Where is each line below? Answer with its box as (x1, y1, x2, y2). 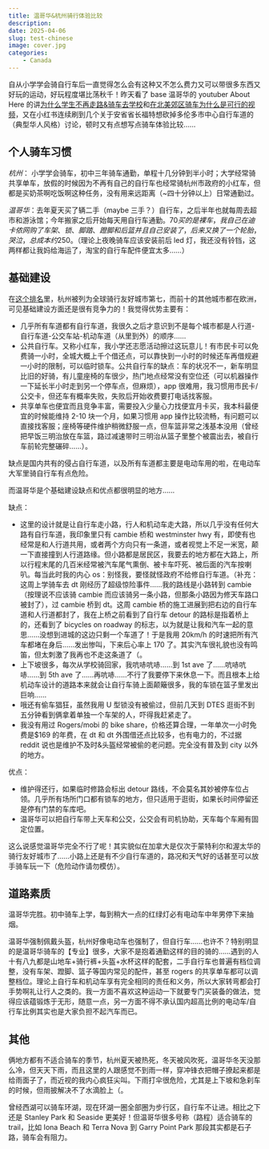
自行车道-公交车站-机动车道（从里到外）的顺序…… (19, 330, 187, 341)
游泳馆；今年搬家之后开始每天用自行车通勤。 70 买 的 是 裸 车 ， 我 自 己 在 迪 (22, 215, 255, 225)
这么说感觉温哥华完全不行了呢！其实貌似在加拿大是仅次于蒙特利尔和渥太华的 (8, 841, 261, 851)
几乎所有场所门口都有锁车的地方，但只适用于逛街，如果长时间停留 (34, 794, 252, 803)
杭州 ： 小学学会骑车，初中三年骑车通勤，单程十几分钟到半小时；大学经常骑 (8, 168, 256, 177)
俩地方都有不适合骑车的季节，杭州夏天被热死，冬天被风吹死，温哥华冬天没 (8, 1055, 254, 1065)
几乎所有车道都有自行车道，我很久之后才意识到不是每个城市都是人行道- (19, 321, 255, 330)
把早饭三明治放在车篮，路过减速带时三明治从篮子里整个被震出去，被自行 (19, 431, 259, 441)
